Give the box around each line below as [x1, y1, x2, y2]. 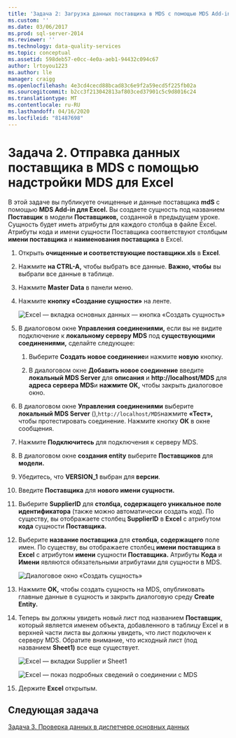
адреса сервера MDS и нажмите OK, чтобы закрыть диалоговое [28, 381, 223, 389]
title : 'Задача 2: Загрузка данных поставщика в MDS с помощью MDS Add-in [8, 10, 231, 18]
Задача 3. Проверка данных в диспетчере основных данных [8, 723, 190, 731]
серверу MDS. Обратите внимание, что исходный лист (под [18, 636, 197, 644]
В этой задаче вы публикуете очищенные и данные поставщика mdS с [8, 198, 220, 206]
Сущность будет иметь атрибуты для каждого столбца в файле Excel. [8, 220, 217, 228]
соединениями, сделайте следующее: [18, 339, 135, 347]
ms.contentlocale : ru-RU [8, 102, 81, 109]
